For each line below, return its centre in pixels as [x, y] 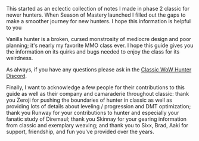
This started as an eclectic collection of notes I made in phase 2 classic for [98, 9]
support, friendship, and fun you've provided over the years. [80, 131]
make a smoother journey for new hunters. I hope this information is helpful [99, 21]
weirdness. [20, 58]
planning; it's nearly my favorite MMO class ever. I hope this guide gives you [100, 45]
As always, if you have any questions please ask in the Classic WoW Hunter [99, 70]
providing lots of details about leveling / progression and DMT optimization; [99, 106]
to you [14, 27]
